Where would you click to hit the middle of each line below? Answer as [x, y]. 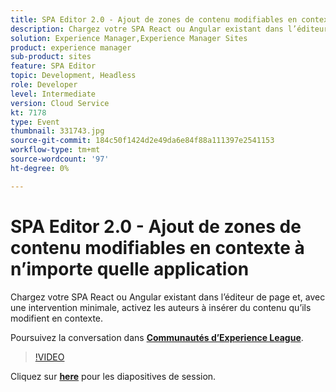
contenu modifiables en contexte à [157, 247]
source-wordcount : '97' [60, 159]
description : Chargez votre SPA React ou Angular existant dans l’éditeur [169, 29]
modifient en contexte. [57, 318]
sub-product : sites [51, 57]
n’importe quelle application [130, 268]
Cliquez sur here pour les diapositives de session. [113, 376]
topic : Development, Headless [73, 76]
